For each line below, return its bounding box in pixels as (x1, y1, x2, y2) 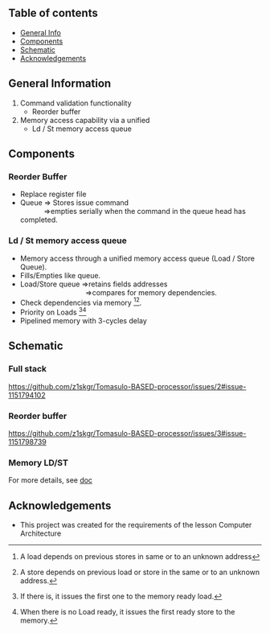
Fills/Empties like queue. (19, 270, 101, 280)
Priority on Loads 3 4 (19, 306, 87, 317)
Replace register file (19, 189, 87, 199)
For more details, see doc (8, 475, 93, 485)
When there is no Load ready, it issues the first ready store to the (19, 607, 235, 617)
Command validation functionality (19, 98, 132, 108)
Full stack (8, 364, 47, 375)
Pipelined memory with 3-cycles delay (19, 315, 147, 325)
